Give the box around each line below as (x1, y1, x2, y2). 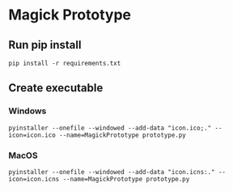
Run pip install (8, 38, 82, 52)
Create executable (8, 81, 104, 95)
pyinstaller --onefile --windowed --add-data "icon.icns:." (8, 168, 216, 176)
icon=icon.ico (8, 131, 57, 139)
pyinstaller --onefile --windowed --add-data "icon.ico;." (8, 124, 212, 132)
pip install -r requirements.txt (8, 59, 121, 67)
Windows (8, 105, 47, 117)
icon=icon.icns (8, 175, 60, 183)
